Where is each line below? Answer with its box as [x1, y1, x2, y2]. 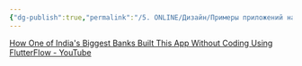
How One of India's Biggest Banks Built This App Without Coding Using [9, 37, 273, 48]
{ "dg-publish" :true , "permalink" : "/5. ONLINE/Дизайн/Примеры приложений [9, 12, 283, 22]
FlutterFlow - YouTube [9, 46, 92, 58]
